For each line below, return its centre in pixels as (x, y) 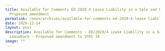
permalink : (16, 18)
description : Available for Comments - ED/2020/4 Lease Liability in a (80, 32)
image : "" (15, 41)
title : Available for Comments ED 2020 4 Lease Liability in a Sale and (81, 9)
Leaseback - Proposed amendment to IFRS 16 (55, 37)
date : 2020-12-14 (23, 23)
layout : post (18, 28)
